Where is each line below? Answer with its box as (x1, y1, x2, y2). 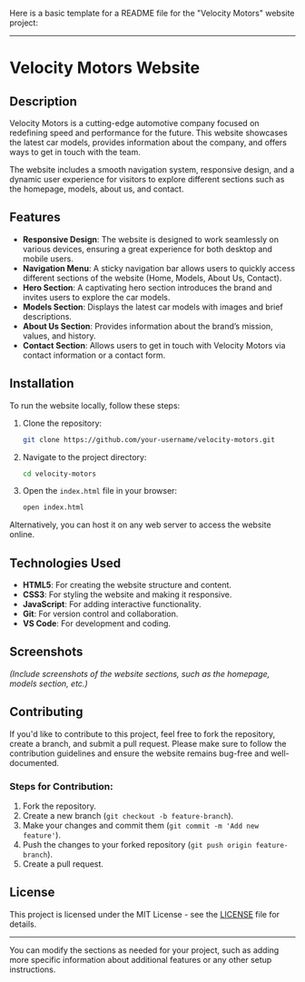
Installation (9, 376, 74, 391)
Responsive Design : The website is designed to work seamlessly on (22, 233, 280, 244)
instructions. (9, 964, 56, 975)
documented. (9, 757, 60, 768)
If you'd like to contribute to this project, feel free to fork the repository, (9, 728, 276, 739)
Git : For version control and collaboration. (22, 608, 179, 620)
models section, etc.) (9, 678, 88, 689)
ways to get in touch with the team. (9, 147, 141, 157)
